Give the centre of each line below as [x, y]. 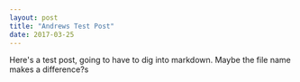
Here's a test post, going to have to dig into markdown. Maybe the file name [150, 60]
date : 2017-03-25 [42, 34]
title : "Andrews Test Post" [62, 26]
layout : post [34, 18]
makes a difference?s [49, 69]
